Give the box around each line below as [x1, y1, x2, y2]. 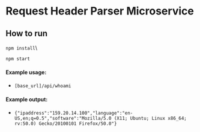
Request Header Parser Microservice [5, 4, 195, 18]
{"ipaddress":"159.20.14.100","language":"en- [14, 110, 133, 116]
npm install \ [5, 44, 37, 51]
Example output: [5, 95, 48, 103]
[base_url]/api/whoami [14, 83, 71, 89]
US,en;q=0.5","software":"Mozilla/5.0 [14, 116, 112, 122]
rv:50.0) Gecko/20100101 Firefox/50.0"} [14, 121, 117, 127]
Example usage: [5, 68, 47, 76]
